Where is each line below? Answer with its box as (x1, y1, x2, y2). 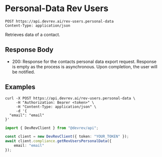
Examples (5, 83, 35, 91)
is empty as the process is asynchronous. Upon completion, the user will (12, 63, 158, 69)
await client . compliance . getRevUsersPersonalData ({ (5, 139, 112, 143)
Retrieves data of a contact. (5, 31, 61, 37)
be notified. (12, 69, 35, 75)
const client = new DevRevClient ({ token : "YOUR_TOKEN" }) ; (5, 134, 130, 139)
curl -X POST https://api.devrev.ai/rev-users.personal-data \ (5, 95, 136, 101)
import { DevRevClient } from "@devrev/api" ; (5, 126, 98, 130)
